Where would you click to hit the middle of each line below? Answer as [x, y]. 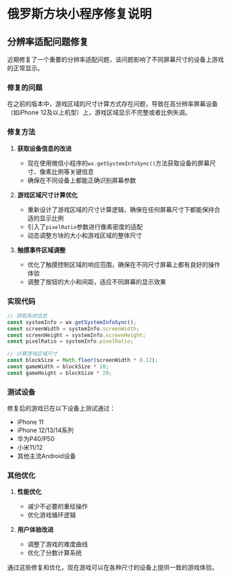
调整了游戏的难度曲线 [57, 544]
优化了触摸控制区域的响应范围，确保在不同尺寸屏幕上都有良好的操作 [124, 264]
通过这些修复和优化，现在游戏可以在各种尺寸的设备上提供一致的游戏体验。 [112, 568]
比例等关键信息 [73, 171]
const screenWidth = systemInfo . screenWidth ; [73, 329]
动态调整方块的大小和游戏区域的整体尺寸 [85, 235]
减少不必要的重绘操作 [57, 506]
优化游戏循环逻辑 [52, 515]
